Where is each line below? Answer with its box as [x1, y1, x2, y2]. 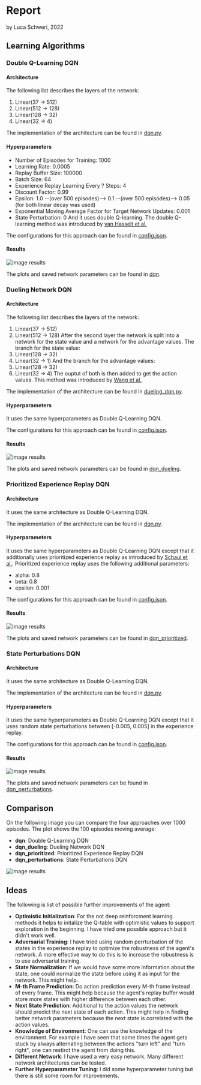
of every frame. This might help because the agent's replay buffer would [14, 989, 194, 996]
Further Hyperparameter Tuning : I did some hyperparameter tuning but [14, 1066, 193, 1073]
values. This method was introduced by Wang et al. [14, 376, 142, 383]
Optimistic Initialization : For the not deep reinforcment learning [14, 913, 173, 920]
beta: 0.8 [14, 578, 37, 585]
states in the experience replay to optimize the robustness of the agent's [14, 945, 195, 952]
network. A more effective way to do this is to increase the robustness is [14, 951, 194, 958]
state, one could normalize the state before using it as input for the [14, 970, 180, 978]
